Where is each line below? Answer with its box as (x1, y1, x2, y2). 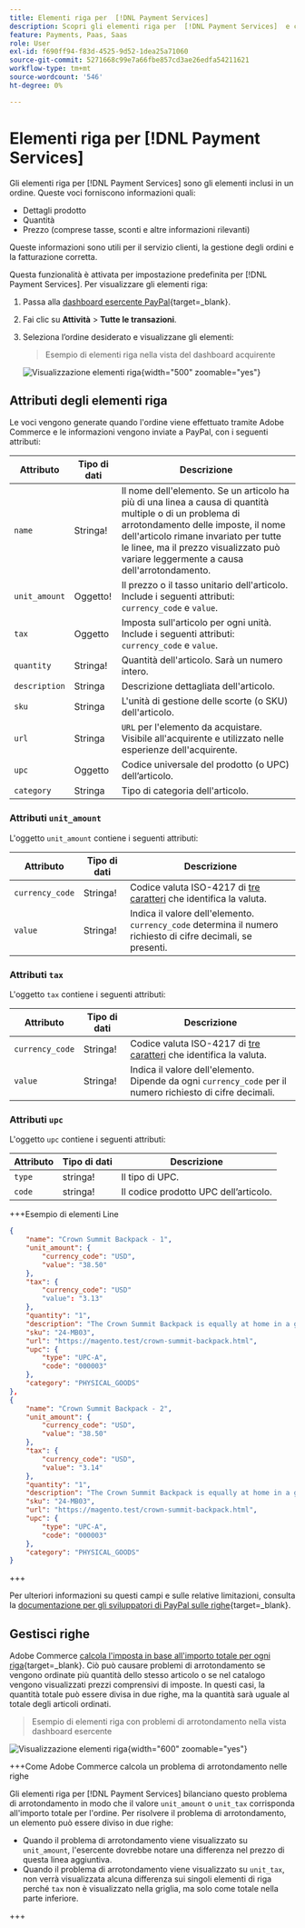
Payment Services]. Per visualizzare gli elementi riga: (9, 278, 209, 289)
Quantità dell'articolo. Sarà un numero (121, 654, 283, 666)
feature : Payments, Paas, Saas (9, 30, 128, 39)
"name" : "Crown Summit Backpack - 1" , (25, 1235, 172, 1244)
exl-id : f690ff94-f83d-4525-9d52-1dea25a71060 (9, 47, 189, 56)
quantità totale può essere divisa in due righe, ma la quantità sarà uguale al (9, 1689, 290, 1700)
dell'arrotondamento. (121, 564, 212, 577)
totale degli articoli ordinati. (9, 1699, 112, 1710)
